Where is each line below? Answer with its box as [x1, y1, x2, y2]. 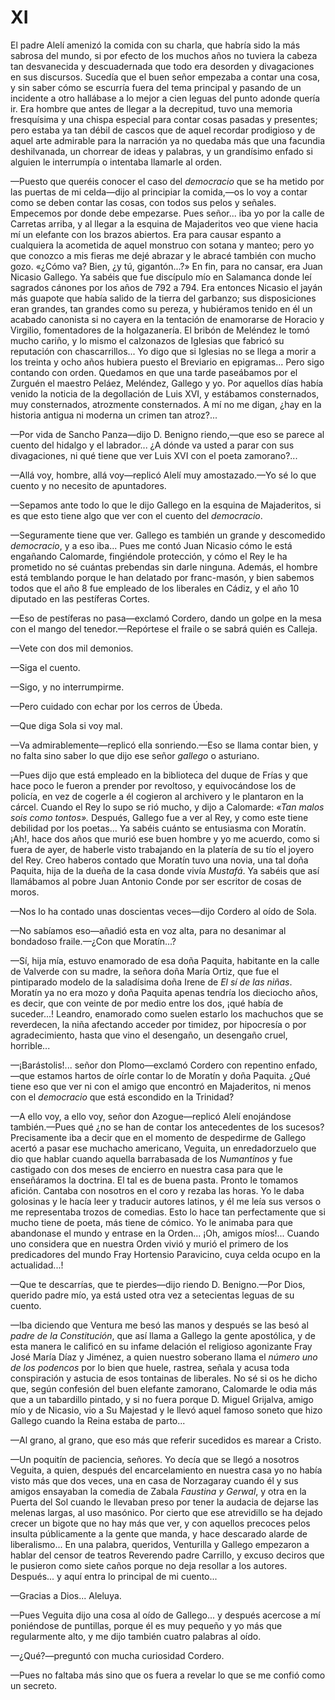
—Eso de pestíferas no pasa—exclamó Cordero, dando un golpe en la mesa [10, 612, 322, 624]
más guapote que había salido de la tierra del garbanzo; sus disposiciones [10, 292, 317, 304]
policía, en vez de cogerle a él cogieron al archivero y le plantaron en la [10, 790, 304, 802]
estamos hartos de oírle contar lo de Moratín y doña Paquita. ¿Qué [36, 1069, 312, 1081]
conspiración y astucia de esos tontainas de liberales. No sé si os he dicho [10, 1372, 318, 1384]
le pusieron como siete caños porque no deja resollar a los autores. [10, 1559, 288, 1571]
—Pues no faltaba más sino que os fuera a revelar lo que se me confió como [10, 1669, 326, 1681]
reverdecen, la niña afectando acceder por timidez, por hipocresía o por [10, 1018, 307, 1030]
